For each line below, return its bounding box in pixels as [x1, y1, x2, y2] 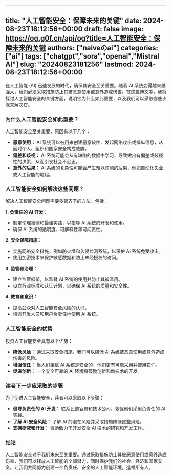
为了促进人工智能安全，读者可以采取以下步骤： [5, 395, 104, 401]
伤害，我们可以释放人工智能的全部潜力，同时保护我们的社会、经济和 [5, 458, 149, 464]
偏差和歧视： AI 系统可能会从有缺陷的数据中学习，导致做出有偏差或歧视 [12, 152, 164, 158]
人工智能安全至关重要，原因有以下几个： [5, 128, 91, 135]
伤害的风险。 [12, 355, 40, 361]
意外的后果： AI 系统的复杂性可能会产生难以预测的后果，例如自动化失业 [12, 165, 164, 171]
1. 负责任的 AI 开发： [5, 209, 48, 215]
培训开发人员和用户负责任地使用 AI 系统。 [12, 311, 101, 317]
